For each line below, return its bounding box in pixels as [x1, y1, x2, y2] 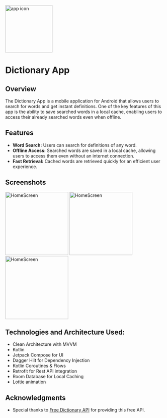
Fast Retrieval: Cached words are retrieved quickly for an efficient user [12, 158, 160, 164]
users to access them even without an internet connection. [12, 152, 135, 159]
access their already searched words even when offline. [5, 114, 122, 120]
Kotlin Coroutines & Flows [12, 363, 66, 369]
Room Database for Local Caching [12, 374, 84, 380]
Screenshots [5, 178, 46, 187]
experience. [12, 164, 38, 170]
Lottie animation [12, 379, 46, 385]
